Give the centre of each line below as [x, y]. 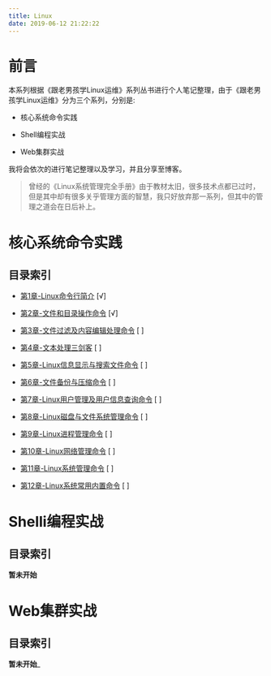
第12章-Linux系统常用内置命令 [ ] [75, 486]
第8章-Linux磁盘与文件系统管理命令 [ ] [84, 417]
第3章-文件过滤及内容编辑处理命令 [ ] [82, 330]
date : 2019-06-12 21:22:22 [54, 24]
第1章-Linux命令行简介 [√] [63, 296]
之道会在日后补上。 [67, 207]
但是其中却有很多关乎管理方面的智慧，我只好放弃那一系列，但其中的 [142, 196]
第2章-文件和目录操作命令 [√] [69, 313]
